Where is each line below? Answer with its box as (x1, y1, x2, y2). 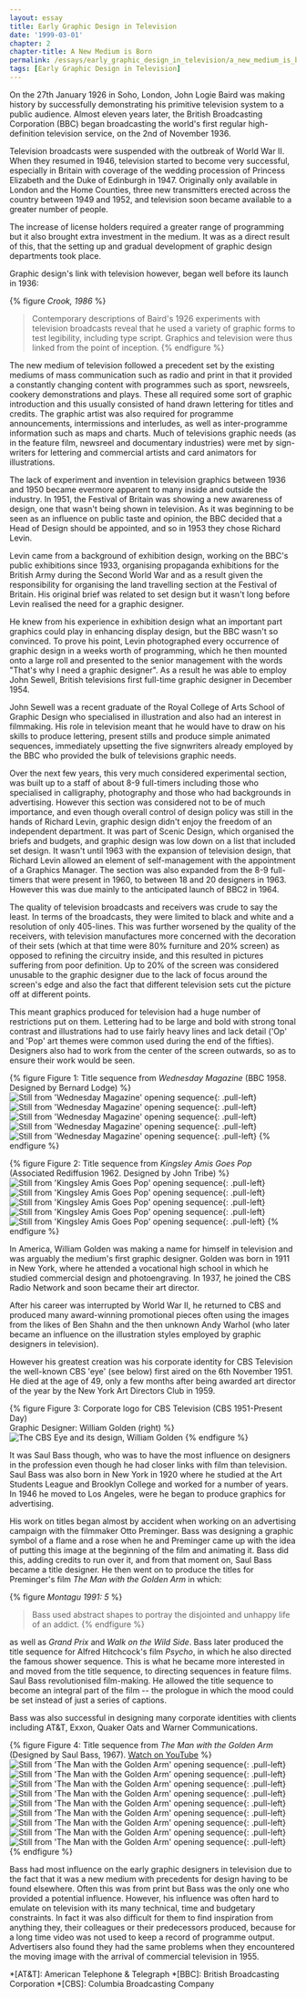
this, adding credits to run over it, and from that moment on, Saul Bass (9, 1554, 272, 1565)
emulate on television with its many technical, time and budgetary (9, 1902, 256, 1913)
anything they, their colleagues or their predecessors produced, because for (9, 1921, 296, 1932)
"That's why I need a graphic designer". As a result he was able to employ (9, 664, 287, 675)
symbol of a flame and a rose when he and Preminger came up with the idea (9, 1535, 296, 1546)
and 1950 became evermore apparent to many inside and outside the (9, 484, 269, 495)
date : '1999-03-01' (9, 30, 84, 39)
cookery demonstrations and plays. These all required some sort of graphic (9, 388, 292, 399)
